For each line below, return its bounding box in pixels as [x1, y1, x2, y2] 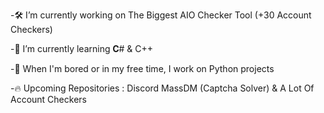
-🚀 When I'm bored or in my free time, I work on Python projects [10, 63, 275, 74]
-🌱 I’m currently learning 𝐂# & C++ [10, 43, 154, 54]
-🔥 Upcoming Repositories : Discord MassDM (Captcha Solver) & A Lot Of [10, 82, 315, 94]
